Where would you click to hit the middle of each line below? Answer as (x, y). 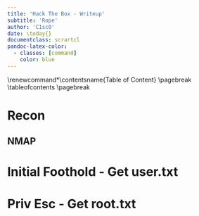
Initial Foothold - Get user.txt (93, 171)
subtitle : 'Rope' (33, 20)
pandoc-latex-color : (38, 46)
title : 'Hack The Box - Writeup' (56, 14)
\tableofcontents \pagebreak (49, 87)
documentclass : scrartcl (44, 40)
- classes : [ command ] (45, 53)
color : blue (37, 60)
